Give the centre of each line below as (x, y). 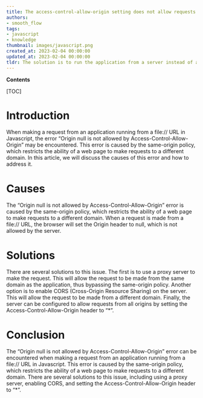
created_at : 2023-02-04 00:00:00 (48, 51)
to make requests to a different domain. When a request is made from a (95, 218)
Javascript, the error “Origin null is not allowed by (68, 139)
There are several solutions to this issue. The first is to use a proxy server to (101, 272)
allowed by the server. (34, 231)
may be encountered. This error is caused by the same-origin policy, (110, 145)
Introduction (38, 115)
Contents (18, 80)
